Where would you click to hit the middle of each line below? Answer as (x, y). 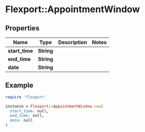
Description (73, 42)
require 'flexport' (26, 97)
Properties (22, 28)
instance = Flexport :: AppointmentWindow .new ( (54, 106)
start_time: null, (30, 111)
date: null (21, 120)
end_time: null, (27, 116)
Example (19, 86)
